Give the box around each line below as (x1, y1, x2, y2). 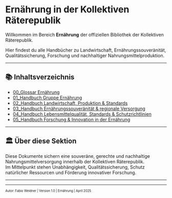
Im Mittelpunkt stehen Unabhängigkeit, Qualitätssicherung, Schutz (5, 164, 145, 170)
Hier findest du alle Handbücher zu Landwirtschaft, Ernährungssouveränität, (5, 47, 166, 53)
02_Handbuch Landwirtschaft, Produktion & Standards (12, 100, 128, 106)
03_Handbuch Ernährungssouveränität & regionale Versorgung (12, 105, 146, 112)
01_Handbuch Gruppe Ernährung (12, 94, 82, 101)
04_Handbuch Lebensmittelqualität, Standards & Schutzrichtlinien (12, 111, 152, 117)
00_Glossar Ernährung (12, 89, 60, 95)
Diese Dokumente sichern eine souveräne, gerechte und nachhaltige (5, 153, 150, 159)
